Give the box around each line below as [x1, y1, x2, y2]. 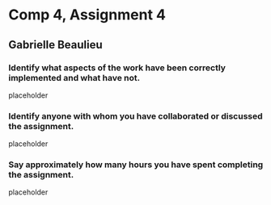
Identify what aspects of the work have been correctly [8, 62, 227, 73]
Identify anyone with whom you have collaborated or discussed [8, 111, 263, 122]
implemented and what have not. [8, 72, 141, 83]
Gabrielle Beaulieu [8, 38, 103, 52]
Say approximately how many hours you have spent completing [8, 159, 264, 170]
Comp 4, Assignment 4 [8, 6, 166, 24]
